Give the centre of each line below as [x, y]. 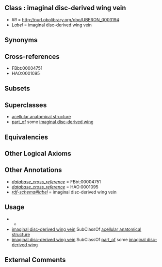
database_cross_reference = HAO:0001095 [55, 187]
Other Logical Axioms [38, 154]
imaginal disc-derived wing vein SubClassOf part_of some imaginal [79, 239]
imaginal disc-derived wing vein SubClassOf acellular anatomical [76, 229]
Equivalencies [26, 137]
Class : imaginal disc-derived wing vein [65, 8]
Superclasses [26, 105]
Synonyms [21, 40]
